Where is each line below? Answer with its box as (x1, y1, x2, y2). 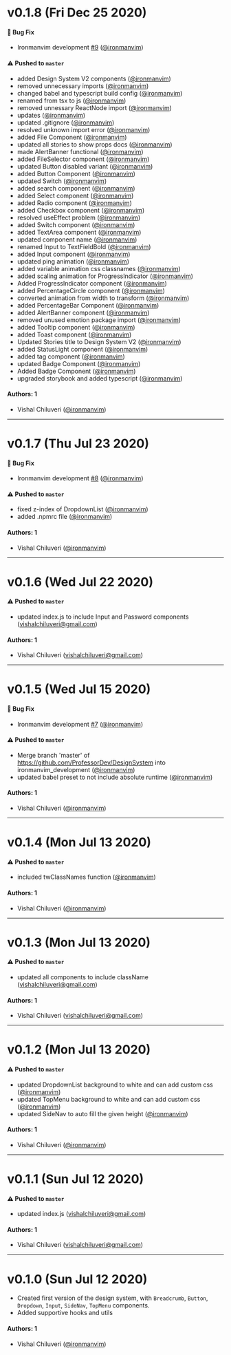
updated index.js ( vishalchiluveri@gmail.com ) (16, 1210, 146, 1218)
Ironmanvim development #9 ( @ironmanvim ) (16, 43, 144, 52)
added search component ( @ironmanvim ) (16, 184, 135, 192)
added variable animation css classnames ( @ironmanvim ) (16, 264, 181, 273)
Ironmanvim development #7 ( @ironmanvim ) (16, 720, 143, 728)
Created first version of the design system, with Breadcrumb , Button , (16, 1294, 208, 1302)
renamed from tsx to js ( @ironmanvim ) (16, 96, 126, 105)
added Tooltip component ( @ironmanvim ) (16, 323, 135, 331)
